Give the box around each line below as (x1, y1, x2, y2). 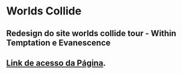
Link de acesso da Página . (6, 58, 107, 68)
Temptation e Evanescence (6, 37, 111, 48)
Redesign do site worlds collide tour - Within (6, 28, 177, 39)
